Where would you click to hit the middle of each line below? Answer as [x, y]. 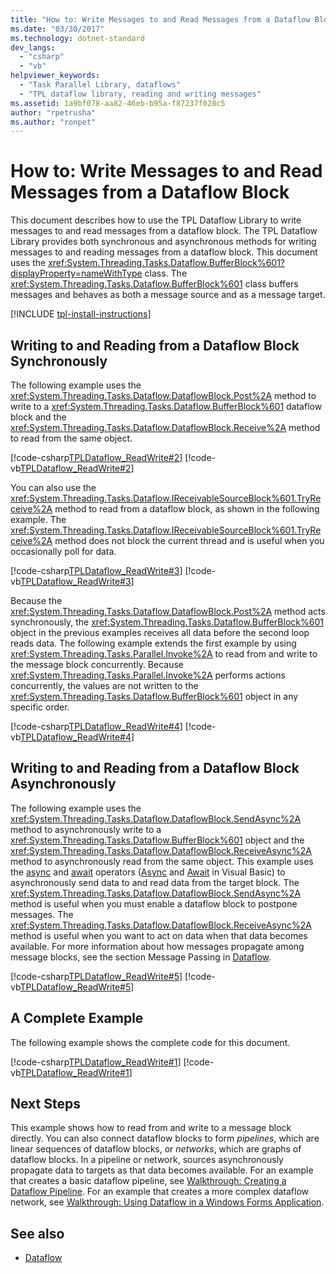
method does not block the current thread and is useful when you [189, 540]
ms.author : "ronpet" [53, 122]
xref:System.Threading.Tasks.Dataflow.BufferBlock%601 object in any [154, 696]
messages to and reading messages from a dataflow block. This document [164, 252]
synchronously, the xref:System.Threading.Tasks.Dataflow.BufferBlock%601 [167, 622]
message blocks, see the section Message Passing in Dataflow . [141, 957]
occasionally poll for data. [63, 551]
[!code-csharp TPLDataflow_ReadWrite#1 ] [96, 1062]
